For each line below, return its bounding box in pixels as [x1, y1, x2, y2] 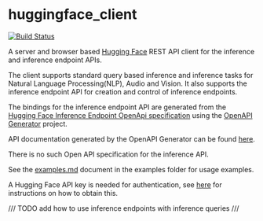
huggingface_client [8, 6, 137, 24]
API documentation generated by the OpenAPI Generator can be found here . [8, 134, 255, 143]
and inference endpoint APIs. [8, 55, 102, 64]
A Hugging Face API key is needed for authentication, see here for [8, 179, 222, 190]
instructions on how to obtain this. [8, 188, 119, 197]
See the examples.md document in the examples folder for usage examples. [8, 164, 254, 174]
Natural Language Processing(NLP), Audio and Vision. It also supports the [8, 79, 247, 88]
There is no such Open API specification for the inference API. [8, 149, 210, 159]
